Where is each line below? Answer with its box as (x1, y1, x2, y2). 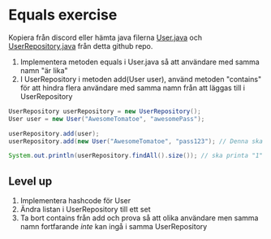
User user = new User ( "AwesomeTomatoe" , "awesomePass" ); (8, 115, 205, 123)
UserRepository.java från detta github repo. (8, 41, 153, 50)
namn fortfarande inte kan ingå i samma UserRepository (19, 222, 208, 232)
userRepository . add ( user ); (8, 129, 100, 137)
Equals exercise (8, 6, 118, 24)
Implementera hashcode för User (19, 196, 131, 206)
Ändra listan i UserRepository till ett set (19, 205, 151, 215)
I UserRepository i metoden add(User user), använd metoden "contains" (19, 74, 262, 84)
